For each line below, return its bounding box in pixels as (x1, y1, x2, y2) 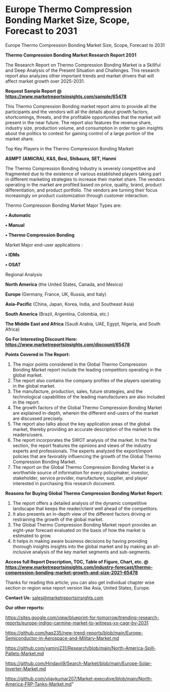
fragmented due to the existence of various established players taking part (5, 171, 161, 177)
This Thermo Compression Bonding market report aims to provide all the (5, 103, 157, 109)
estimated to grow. (12, 533, 52, 539)
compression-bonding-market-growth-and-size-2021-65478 (5, 569, 138, 575)
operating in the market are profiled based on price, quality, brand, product (5, 181, 162, 188)
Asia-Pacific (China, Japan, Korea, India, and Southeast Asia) (5, 301, 134, 307)
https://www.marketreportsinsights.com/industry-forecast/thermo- (5, 564, 153, 570)
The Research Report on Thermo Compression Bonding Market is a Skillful (5, 62, 161, 68)
